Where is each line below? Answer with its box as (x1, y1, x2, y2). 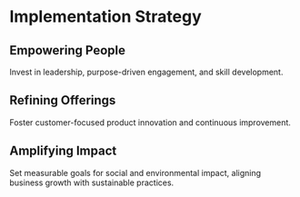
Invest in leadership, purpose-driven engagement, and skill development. (9, 66, 284, 77)
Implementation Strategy (9, 6, 202, 27)
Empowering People (9, 43, 125, 58)
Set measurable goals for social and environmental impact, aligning (9, 167, 262, 178)
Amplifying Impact (9, 143, 117, 159)
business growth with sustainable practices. (9, 177, 175, 188)
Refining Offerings (9, 93, 116, 108)
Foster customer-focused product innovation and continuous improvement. (9, 116, 291, 128)
